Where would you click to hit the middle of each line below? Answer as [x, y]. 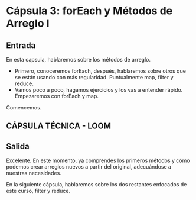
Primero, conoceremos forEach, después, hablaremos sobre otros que [100, 71]
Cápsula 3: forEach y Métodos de [89, 11]
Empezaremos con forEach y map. [57, 96]
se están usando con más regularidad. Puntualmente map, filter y [94, 77]
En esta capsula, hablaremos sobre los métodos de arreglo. [79, 59]
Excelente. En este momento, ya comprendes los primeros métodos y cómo [98, 160]
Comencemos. [24, 107]
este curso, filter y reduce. [38, 191]
